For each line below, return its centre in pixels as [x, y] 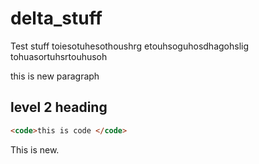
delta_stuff [56, 18]
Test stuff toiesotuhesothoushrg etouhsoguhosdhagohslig [130, 46]
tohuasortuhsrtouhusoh [59, 56]
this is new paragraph [55, 76]
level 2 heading [59, 107]
